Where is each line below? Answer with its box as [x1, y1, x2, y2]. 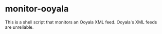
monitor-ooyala [5, 3, 69, 14]
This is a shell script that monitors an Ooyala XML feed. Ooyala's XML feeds [5, 19, 157, 25]
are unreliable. [5, 24, 34, 30]
